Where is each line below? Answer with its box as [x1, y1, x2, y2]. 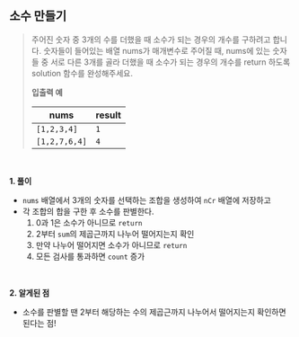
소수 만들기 [9, 8, 67, 24]
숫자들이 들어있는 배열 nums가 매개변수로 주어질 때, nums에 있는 [43, 45, 271, 56]
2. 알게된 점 [9, 287, 50, 298]
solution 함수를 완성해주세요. [31, 67, 133, 78]
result [95, 109, 121, 121]
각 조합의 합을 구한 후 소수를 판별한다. [22, 206, 154, 217]
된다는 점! [22, 317, 57, 328]
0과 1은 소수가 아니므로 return [35, 217, 143, 227]
